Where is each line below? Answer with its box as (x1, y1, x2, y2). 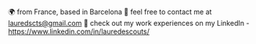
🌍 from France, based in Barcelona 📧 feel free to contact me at (8, 7, 212, 16)
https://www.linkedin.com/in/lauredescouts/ (8, 27, 150, 36)
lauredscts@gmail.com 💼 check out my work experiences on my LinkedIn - (8, 19, 250, 27)
